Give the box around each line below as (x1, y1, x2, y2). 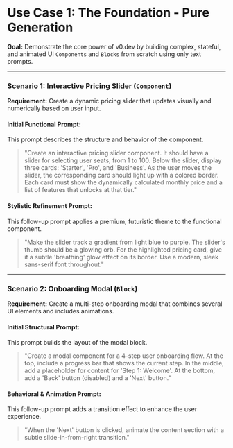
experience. (7, 413, 42, 421)
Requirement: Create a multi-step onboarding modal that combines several (7, 300, 223, 308)
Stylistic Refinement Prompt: (7, 202, 92, 210)
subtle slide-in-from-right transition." (24, 433, 130, 442)
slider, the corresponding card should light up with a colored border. (24, 171, 219, 180)
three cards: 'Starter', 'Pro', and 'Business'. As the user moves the (24, 164, 212, 172)
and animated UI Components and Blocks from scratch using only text (7, 50, 202, 58)
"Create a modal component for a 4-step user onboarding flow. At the (24, 352, 224, 360)
